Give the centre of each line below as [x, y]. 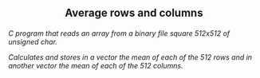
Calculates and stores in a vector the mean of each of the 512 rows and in [130, 57]
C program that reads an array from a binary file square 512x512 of [119, 33]
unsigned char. [33, 41]
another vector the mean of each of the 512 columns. [96, 65]
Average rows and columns [134, 13]
